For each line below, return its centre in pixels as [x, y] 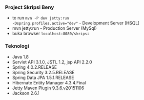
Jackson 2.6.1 [26, 93]
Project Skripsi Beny [30, 7]
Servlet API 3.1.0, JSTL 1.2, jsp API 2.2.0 [52, 62]
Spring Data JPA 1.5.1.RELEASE [43, 78]
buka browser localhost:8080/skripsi [51, 34]
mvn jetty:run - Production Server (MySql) [54, 28]
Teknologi [17, 46]
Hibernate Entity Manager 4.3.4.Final [49, 82]
